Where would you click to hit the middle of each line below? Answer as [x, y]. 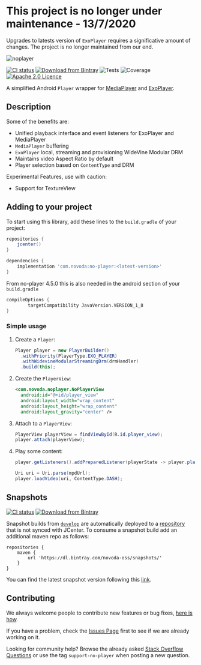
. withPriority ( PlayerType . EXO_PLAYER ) [69, 356]
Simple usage [26, 326]
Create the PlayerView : [43, 379]
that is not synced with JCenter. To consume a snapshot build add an [92, 530]
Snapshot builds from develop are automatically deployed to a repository [96, 523]
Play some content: [39, 451]
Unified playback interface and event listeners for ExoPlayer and [94, 133]
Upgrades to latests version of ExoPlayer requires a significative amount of [98, 40]
